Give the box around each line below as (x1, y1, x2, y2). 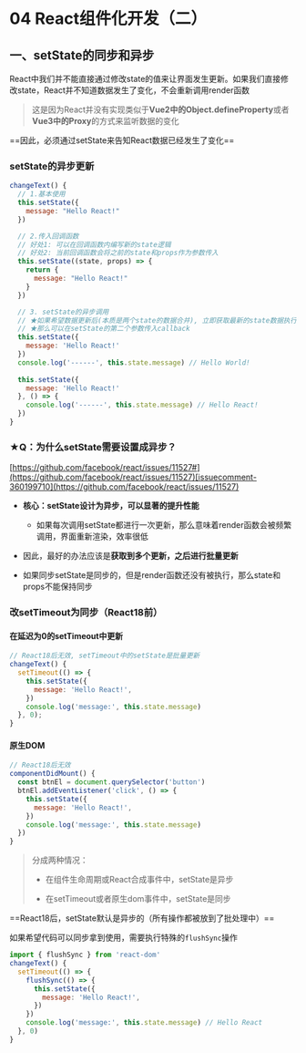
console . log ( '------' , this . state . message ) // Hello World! (17, 357, 250, 367)
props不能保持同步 (22, 581, 93, 593)
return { (25, 265, 59, 274)
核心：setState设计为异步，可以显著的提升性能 (22, 501, 199, 511)
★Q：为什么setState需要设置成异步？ (9, 440, 177, 453)
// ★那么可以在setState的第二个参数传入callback (17, 325, 190, 334)
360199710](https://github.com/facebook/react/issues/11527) (9, 481, 240, 492)
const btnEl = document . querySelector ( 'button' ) (17, 778, 206, 787)
